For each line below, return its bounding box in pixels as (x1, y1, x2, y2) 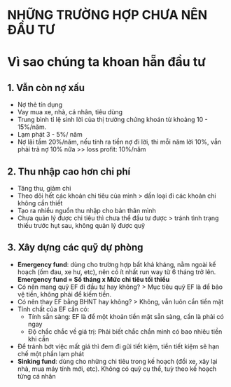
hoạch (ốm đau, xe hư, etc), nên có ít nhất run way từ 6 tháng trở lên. (17, 267, 216, 276)
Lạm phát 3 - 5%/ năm (17, 130, 83, 139)
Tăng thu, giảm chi (17, 184, 71, 192)
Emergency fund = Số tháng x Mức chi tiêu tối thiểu (17, 275, 170, 283)
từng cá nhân (17, 372, 56, 380)
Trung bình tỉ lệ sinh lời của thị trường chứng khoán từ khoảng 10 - (17, 116, 208, 124)
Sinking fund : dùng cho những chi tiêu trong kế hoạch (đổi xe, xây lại (17, 357, 218, 365)
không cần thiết (17, 199, 63, 207)
